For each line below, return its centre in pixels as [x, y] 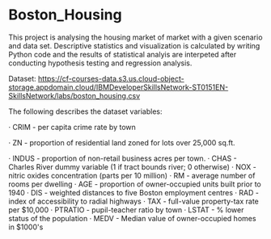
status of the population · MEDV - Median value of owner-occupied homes [132, 218]
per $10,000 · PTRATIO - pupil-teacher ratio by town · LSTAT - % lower [126, 210]
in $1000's [26, 227]
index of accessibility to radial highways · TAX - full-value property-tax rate [133, 201]
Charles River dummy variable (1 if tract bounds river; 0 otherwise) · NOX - [132, 166]
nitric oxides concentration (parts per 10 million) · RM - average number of [132, 175]
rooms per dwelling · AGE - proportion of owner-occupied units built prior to [135, 184]
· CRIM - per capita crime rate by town [72, 127]
